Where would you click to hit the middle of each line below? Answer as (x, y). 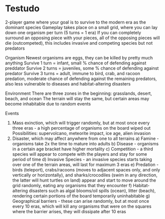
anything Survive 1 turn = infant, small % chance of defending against (76, 63)
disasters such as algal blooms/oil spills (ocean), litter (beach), (92, 191)
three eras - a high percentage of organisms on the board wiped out (82, 128)
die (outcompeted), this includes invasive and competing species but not (79, 43)
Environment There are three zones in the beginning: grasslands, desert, (79, 93)
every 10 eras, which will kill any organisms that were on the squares (82, 206)
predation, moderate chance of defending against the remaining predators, (81, 79)
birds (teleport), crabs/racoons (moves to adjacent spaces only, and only (86, 169)
